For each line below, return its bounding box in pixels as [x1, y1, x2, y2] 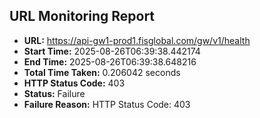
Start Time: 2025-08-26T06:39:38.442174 [23, 45, 201, 57]
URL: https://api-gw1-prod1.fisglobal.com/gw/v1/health [23, 34, 251, 46]
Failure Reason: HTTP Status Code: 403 [23, 98, 191, 110]
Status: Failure [23, 87, 86, 99]
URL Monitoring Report [9, 8, 156, 25]
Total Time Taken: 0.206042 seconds [23, 66, 181, 78]
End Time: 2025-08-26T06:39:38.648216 [23, 55, 197, 68]
